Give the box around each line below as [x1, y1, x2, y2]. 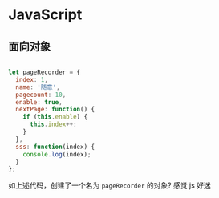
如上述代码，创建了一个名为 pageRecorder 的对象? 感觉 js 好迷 [8, 180, 211, 190]
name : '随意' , [15, 83, 60, 91]
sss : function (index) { [15, 143, 95, 151]
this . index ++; [29, 120, 78, 129]
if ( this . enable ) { [22, 113, 88, 121]
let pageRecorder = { [8, 68, 81, 76]
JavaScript [8, 6, 83, 24]
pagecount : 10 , [15, 91, 67, 99]
